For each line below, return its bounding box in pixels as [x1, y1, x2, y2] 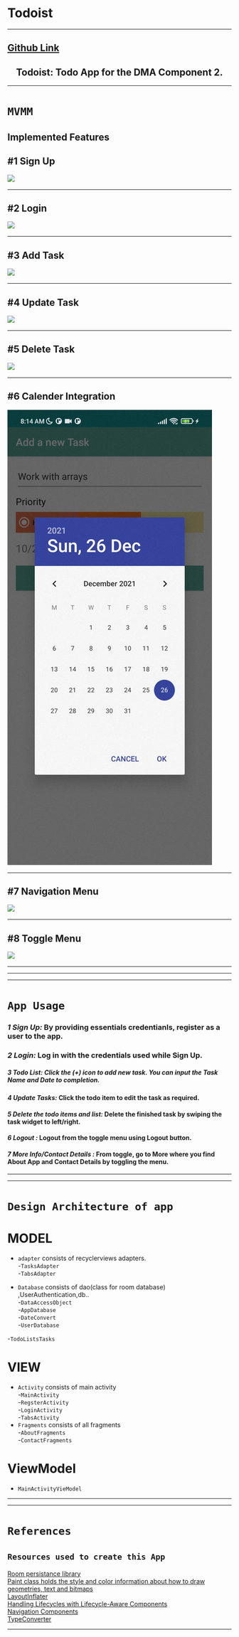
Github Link [7, 42, 60, 54]
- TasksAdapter [17, 1261, 60, 1270]
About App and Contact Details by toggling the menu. [7, 1158, 169, 1166]
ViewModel [7, 1460, 76, 1476]
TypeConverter [7, 1614, 52, 1623]
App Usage [7, 999, 65, 1013]
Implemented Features [7, 131, 110, 143]
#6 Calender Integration [7, 390, 116, 402]
